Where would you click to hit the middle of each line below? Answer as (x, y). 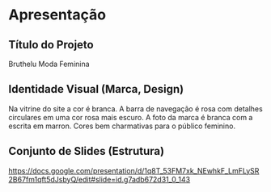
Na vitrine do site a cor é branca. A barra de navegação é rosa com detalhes (135, 109)
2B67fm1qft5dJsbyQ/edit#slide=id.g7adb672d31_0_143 (100, 179)
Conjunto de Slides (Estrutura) (86, 151)
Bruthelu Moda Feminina (49, 64)
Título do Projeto (51, 45)
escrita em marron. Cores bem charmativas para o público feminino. (122, 126)
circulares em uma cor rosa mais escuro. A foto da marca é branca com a (131, 117)
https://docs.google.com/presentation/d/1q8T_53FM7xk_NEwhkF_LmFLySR (134, 170)
